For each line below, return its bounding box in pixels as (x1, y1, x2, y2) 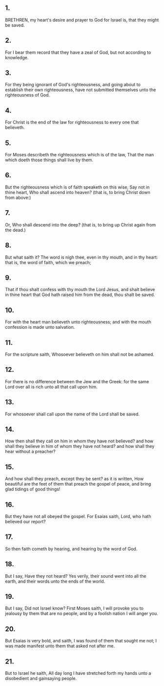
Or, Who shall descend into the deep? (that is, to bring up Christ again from (5, 221, 156, 227)
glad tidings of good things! (5, 486, 61, 492)
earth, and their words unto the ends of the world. (5, 578, 105, 584)
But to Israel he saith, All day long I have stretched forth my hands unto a (5, 670, 151, 676)
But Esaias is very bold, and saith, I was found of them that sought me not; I (5, 638, 157, 644)
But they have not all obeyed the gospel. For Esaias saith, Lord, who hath (5, 514, 151, 519)
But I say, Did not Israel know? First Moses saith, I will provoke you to (5, 605, 144, 612)
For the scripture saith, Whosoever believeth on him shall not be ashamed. (5, 351, 155, 357)
